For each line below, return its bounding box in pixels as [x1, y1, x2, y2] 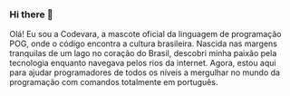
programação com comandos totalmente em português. [9, 77, 218, 88]
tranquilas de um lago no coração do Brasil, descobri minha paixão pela [9, 48, 277, 59]
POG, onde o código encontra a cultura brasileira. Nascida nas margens [9, 38, 278, 49]
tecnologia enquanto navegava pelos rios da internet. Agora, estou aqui [9, 58, 276, 69]
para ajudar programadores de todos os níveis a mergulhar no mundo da [9, 67, 281, 78]
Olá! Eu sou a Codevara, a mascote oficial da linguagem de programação [9, 29, 282, 40]
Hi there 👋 [9, 8, 54, 21]
